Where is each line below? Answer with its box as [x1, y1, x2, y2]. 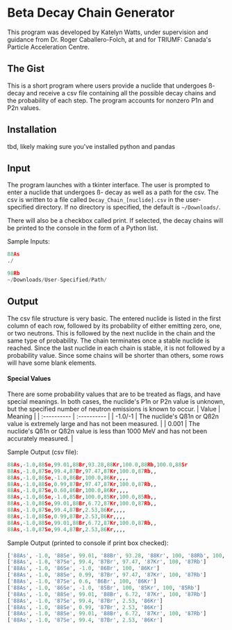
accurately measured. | [7, 434, 74, 443]
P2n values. [7, 103, 41, 112]
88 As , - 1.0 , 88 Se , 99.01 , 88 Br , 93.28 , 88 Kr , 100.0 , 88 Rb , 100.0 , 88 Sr [7, 461, 188, 468]
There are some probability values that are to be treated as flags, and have [7, 390, 221, 398]
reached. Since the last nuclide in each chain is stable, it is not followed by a [7, 343, 226, 352]
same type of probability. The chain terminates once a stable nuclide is [7, 336, 210, 345]
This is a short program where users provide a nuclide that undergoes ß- [7, 81, 215, 90]
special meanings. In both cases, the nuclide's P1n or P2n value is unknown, [7, 397, 225, 405]
